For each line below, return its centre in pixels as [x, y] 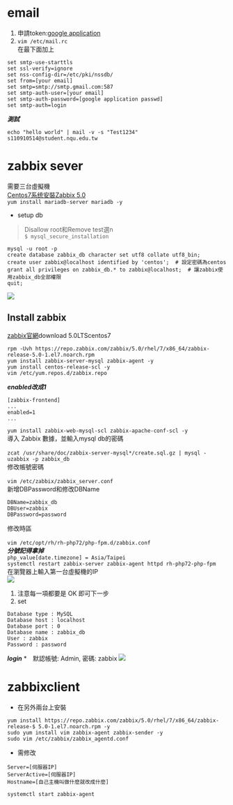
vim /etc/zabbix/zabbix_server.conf [60, 481]
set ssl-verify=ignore [40, 68]
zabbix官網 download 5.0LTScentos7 [59, 335]
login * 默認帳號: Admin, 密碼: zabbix [62, 658]
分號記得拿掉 [25, 550]
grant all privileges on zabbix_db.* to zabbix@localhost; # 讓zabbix [113, 269]
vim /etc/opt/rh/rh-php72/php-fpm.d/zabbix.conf [79, 542]
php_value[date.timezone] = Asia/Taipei [67, 557]
